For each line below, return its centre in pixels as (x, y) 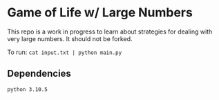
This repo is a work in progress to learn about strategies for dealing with (110, 32)
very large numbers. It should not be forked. (70, 38)
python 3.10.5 (28, 89)
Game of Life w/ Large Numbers (100, 13)
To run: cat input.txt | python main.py (65, 52)
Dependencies (39, 74)
